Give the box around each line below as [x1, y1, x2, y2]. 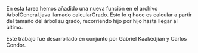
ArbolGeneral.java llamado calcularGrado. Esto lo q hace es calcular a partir [6, 11, 192, 18]
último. [6, 24, 23, 31]
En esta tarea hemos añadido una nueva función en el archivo [6, 5, 158, 12]
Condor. [6, 41, 26, 48]
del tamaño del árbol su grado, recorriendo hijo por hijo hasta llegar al [6, 18, 178, 24]
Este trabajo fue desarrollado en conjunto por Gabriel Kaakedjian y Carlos [6, 35, 187, 42]
